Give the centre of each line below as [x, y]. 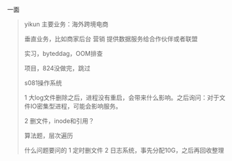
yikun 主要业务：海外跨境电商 [66, 24]
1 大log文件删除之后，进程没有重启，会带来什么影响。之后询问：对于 [122, 97]
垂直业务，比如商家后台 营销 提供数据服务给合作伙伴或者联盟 [111, 39]
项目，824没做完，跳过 [57, 68]
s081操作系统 [43, 83]
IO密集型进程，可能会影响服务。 [76, 106]
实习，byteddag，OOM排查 [63, 54]
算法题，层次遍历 [48, 135]
